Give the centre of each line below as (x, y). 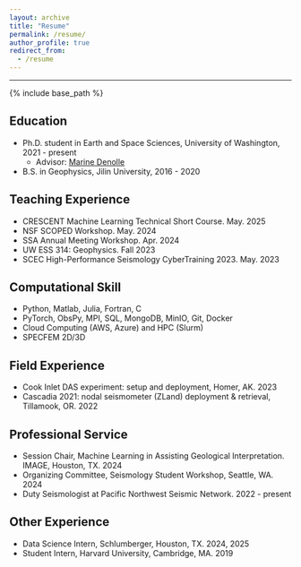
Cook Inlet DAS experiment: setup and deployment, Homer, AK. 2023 (150, 387)
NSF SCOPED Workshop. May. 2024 (89, 230)
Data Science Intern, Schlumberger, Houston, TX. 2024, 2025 (136, 544)
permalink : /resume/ (48, 34)
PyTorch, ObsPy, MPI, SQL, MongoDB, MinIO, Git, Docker (127, 318)
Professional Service (69, 434)
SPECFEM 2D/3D (54, 338)
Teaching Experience (70, 199)
